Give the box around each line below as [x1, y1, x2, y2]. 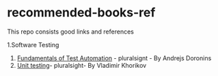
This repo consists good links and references [7, 27, 135, 36]
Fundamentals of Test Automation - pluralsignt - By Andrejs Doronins [16, 53, 212, 62]
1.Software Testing [7, 40, 59, 49]
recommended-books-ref [7, 5, 156, 21]
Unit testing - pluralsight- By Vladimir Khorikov [16, 61, 147, 69]
